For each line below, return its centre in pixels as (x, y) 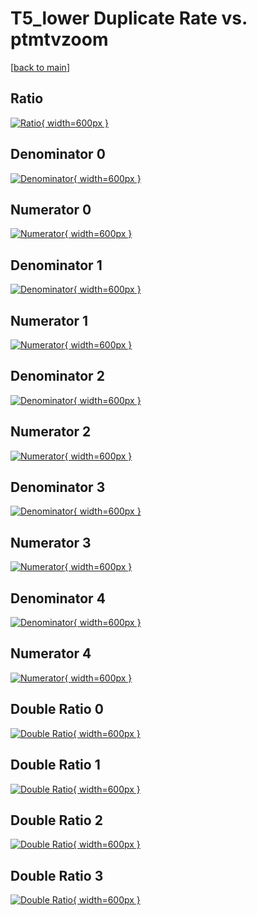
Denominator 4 (58, 598)
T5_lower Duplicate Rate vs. (129, 18)
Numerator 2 (51, 432)
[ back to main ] (40, 67)
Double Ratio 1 (55, 765)
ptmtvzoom (59, 39)
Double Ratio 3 (57, 875)
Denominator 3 (58, 487)
